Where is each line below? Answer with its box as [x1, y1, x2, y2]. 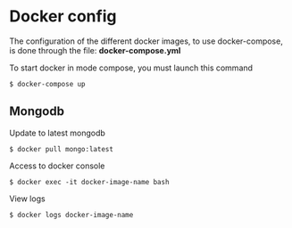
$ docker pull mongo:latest [9, 144, 114, 153]
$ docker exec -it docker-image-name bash [9, 177, 170, 186]
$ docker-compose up [9, 79, 87, 88]
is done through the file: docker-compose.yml [9, 45, 181, 55]
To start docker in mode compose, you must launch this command [9, 62, 253, 73]
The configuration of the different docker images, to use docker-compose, [9, 36, 283, 46]
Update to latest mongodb [9, 127, 105, 138]
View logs [9, 193, 46, 204]
